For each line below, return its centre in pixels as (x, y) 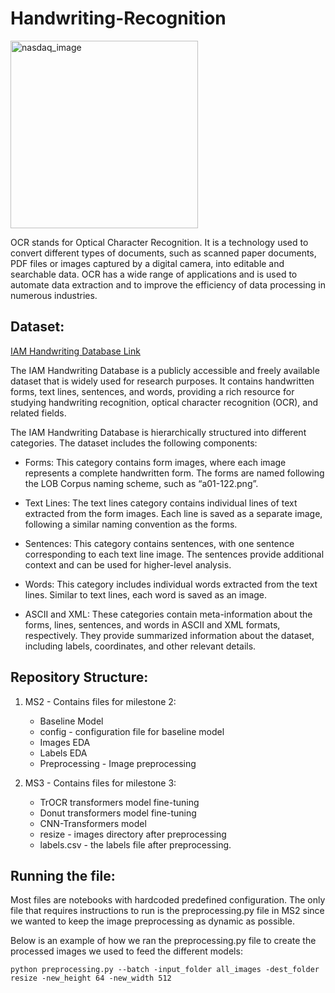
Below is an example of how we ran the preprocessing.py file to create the (163, 941)
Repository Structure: (79, 677)
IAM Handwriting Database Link (75, 351)
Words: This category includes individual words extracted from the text (171, 584)
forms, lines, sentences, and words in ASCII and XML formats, (152, 624)
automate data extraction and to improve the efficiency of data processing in (168, 284)
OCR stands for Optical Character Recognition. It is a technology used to (159, 242)
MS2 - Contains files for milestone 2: (100, 701)
